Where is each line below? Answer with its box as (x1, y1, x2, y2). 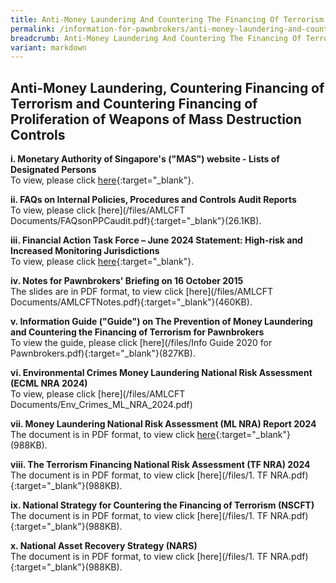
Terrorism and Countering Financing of (10, 95, 258, 112)
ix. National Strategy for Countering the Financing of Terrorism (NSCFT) (10, 499, 315, 511)
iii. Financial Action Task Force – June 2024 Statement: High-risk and (10, 234, 303, 246)
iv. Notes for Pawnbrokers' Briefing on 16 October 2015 (10, 275, 244, 287)
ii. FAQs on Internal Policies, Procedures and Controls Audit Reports (10, 194, 297, 206)
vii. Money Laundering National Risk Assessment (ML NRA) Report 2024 (10, 418, 317, 430)
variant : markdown (10, 42, 87, 53)
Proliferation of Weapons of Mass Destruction (10, 111, 302, 128)
